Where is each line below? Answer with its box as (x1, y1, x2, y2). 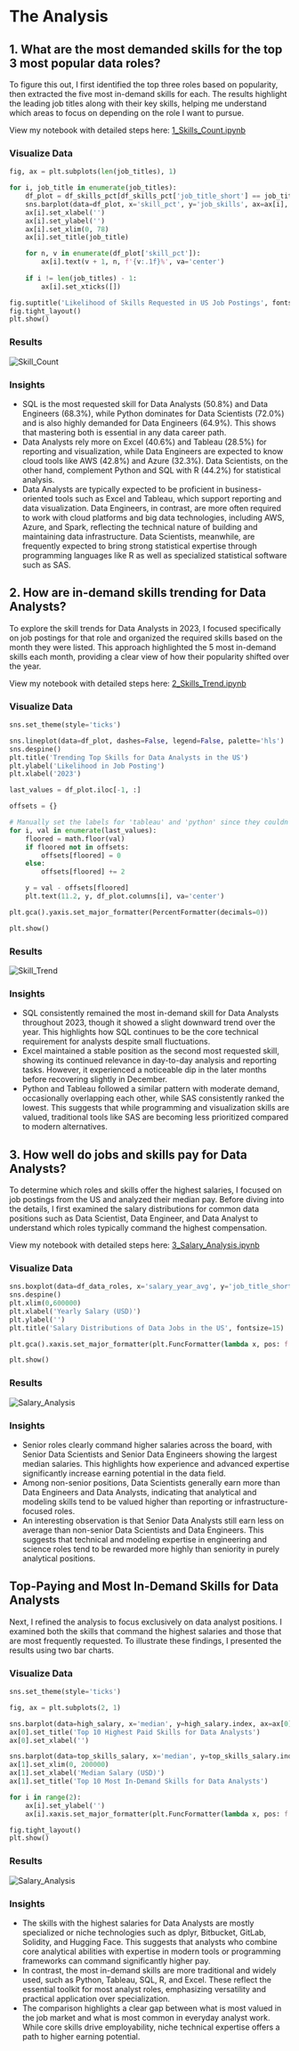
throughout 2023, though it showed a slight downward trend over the (21, 1017, 276, 1028)
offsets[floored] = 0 (41, 851, 122, 860)
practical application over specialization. (21, 1993, 171, 2004)
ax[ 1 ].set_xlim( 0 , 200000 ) (9, 1761, 109, 1770)
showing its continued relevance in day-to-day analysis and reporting (21, 1055, 278, 1066)
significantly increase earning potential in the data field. (21, 1468, 227, 1478)
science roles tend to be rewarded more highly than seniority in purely (21, 1543, 280, 1554)
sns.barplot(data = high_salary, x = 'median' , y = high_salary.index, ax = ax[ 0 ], (9, 1719, 296, 1729)
